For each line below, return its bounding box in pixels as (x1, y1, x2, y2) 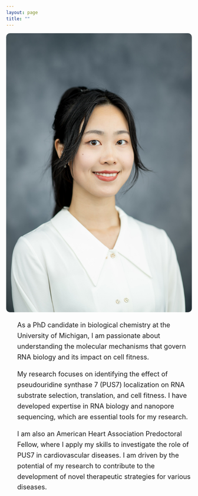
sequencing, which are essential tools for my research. (17, 412, 189, 421)
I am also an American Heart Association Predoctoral (17, 430, 182, 438)
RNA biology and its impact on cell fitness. (17, 353, 149, 361)
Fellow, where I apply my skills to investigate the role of (17, 440, 189, 449)
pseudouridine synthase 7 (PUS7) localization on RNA (17, 381, 185, 389)
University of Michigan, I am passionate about (17, 331, 160, 340)
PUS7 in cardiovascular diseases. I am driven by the (17, 451, 179, 459)
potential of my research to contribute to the (17, 461, 155, 470)
